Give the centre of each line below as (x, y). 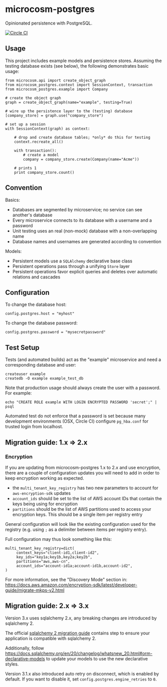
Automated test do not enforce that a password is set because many (76, 416)
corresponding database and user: (41, 365)
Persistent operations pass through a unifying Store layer (71, 266)
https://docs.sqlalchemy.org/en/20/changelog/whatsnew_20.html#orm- (79, 653)
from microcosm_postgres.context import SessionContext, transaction (79, 85)
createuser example (25, 374)
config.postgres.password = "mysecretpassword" (56, 332)
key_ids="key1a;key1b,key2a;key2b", (54, 557)
